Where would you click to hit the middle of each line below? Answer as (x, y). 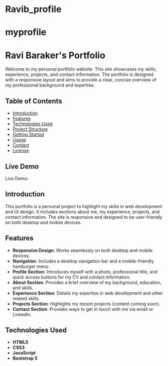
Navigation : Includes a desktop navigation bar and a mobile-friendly (83, 261)
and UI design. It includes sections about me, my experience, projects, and (82, 212)
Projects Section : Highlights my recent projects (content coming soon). (86, 304)
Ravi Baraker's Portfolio (55, 55)
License (21, 151)
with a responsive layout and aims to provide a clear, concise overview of (81, 80)
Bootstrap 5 (25, 358)
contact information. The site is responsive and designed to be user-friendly (84, 217)
